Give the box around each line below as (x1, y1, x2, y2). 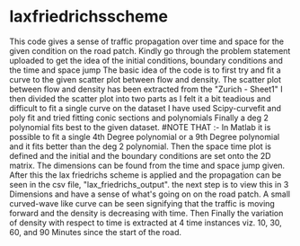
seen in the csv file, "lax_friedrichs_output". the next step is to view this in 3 (9, 179, 289, 189)
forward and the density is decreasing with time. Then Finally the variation (9, 207, 284, 218)
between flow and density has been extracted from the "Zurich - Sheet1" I (9, 83, 283, 94)
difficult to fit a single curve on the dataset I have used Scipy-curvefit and (9, 102, 281, 113)
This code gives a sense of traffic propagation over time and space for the (9, 36, 285, 47)
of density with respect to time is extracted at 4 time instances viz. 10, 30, (9, 217, 283, 228)
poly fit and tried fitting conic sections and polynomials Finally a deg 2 (9, 112, 269, 123)
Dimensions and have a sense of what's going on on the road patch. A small (9, 189, 290, 199)
